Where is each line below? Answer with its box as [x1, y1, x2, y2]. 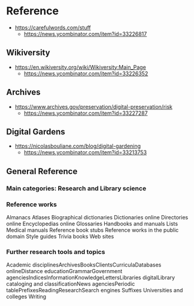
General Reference [6, 166, 78, 176]
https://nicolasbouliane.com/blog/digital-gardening [14, 142, 141, 150]
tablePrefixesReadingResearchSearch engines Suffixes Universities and [6, 287, 183, 294]
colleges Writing [6, 293, 47, 300]
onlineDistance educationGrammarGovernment [6, 268, 123, 275]
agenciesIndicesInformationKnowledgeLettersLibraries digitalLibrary [6, 274, 175, 281]
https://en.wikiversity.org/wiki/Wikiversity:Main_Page [14, 63, 147, 71]
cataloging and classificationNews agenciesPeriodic [6, 280, 135, 287]
